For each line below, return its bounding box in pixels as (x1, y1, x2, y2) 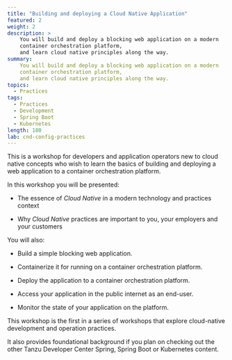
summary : (7, 56, 33, 63)
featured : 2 (7, 17, 42, 24)
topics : (7, 81, 30, 88)
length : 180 (7, 127, 42, 134)
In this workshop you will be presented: (7, 180, 120, 189)
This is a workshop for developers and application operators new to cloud (7, 152, 219, 161)
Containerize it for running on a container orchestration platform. (17, 263, 203, 272)
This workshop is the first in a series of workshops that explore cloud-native (7, 317, 226, 325)
